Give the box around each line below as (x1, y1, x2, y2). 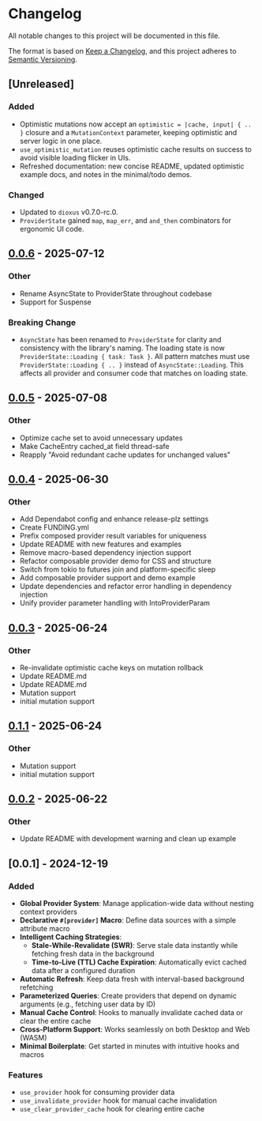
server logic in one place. (19, 136, 103, 145)
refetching (19, 983, 54, 992)
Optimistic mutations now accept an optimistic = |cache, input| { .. (19, 119, 253, 129)
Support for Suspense (19, 297, 92, 307)
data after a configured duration (31, 966, 136, 976)
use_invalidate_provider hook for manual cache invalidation (19, 1096, 217, 1105)
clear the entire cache (19, 1017, 92, 1026)
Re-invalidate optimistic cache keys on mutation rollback (19, 662, 204, 672)
